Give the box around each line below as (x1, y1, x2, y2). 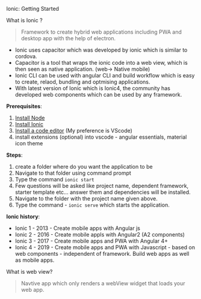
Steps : (6, 151, 23, 159)
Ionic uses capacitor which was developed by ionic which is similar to (14, 46, 188, 53)
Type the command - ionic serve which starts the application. (14, 201, 170, 208)
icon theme (14, 140, 43, 146)
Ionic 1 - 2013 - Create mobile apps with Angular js (14, 225, 140, 232)
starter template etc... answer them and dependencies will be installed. (14, 189, 191, 196)
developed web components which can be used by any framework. (14, 91, 182, 98)
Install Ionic (14, 121, 44, 128)
